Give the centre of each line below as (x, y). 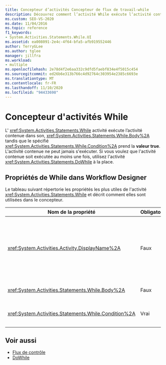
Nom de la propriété (72, 212)
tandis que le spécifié (27, 141)
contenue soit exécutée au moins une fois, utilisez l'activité (65, 157)
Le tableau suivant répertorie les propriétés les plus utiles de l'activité (76, 189)
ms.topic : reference (26, 28)
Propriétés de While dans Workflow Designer (76, 178)
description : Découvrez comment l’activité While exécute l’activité (78, 14)
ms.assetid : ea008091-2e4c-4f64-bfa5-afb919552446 (58, 42)
